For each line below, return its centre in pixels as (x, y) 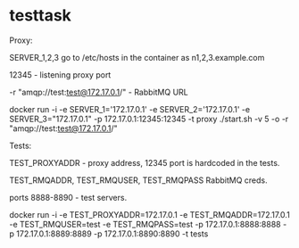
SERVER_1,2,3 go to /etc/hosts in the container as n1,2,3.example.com (137, 57)
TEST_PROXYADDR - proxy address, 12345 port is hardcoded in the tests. (145, 162)
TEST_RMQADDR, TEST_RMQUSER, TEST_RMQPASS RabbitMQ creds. (138, 180)
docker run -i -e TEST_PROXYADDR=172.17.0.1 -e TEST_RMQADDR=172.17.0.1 (149, 214)
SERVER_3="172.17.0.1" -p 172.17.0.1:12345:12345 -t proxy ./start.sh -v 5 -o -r (149, 119)
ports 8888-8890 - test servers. (68, 197)
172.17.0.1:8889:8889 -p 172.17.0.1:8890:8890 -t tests (112, 234)
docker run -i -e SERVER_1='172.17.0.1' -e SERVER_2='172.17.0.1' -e (130, 109)
